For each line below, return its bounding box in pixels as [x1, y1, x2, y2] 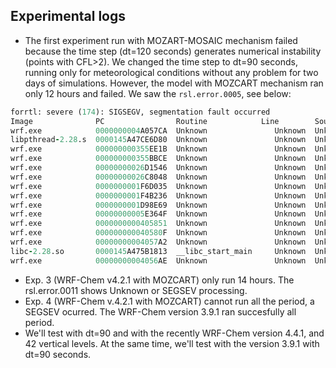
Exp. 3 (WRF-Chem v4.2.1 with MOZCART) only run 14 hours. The [24, 274, 295, 286]
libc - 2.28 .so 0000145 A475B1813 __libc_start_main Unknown [10, 246, 307, 256]
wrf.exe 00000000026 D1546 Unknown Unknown [10, 163, 307, 173]
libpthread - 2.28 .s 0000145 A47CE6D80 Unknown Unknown [10, 135, 307, 145]
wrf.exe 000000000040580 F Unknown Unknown [10, 228, 307, 238]
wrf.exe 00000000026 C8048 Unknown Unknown [10, 172, 307, 182]
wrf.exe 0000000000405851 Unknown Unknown [10, 219, 307, 229]
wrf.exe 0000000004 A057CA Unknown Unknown [10, 125, 307, 136]
